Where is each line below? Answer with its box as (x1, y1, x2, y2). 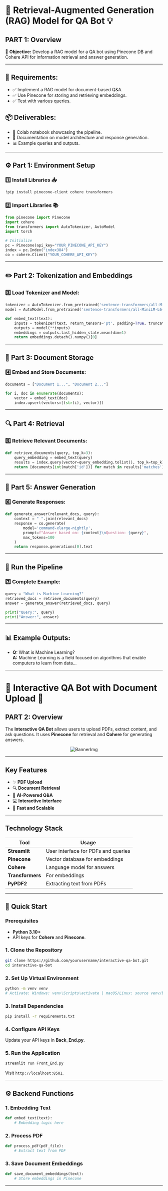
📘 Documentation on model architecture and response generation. (12, 134, 149, 140)
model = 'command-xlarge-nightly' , (23, 526, 93, 531)
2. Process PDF (5, 1132, 43, 1139)
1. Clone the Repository (5, 946, 62, 954)
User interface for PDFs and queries (45, 847, 131, 854)
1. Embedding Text (5, 1104, 51, 1111)
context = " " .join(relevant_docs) (14, 516, 88, 522)
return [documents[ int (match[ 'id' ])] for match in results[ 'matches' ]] (14, 464, 166, 469)
